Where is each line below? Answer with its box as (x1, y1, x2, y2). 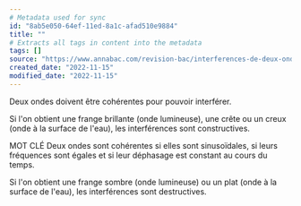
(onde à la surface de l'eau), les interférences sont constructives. (9, 123, 251, 133)
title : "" (9, 30, 47, 39)
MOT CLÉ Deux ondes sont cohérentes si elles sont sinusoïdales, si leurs (9, 140, 278, 150)
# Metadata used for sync (9, 13, 106, 22)
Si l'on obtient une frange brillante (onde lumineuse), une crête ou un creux (9, 113, 287, 124)
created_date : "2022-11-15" (9, 64, 115, 73)
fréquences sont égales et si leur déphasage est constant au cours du (9, 150, 268, 160)
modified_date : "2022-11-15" (9, 72, 118, 81)
